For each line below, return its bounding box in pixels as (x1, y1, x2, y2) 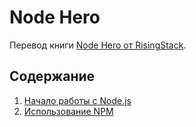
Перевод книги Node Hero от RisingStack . (9, 39, 187, 51)
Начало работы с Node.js (23, 94, 132, 106)
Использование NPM (23, 105, 114, 117)
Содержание (9, 68, 96, 85)
